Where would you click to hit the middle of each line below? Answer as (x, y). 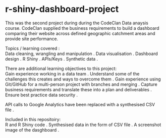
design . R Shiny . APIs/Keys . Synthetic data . (52, 59)
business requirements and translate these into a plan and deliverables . (79, 89)
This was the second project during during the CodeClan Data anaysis (77, 23)
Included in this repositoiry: (33, 119)
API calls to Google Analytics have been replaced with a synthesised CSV (80, 104)
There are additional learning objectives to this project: (61, 69)
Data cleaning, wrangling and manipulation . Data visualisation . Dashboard (82, 54)
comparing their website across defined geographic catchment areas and (80, 33)
